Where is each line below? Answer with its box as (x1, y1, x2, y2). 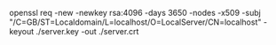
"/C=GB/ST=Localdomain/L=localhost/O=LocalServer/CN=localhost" (9, 17, 262, 27)
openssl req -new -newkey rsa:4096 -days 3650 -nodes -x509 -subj (9, 8, 262, 18)
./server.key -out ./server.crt (35, 26, 139, 36)
